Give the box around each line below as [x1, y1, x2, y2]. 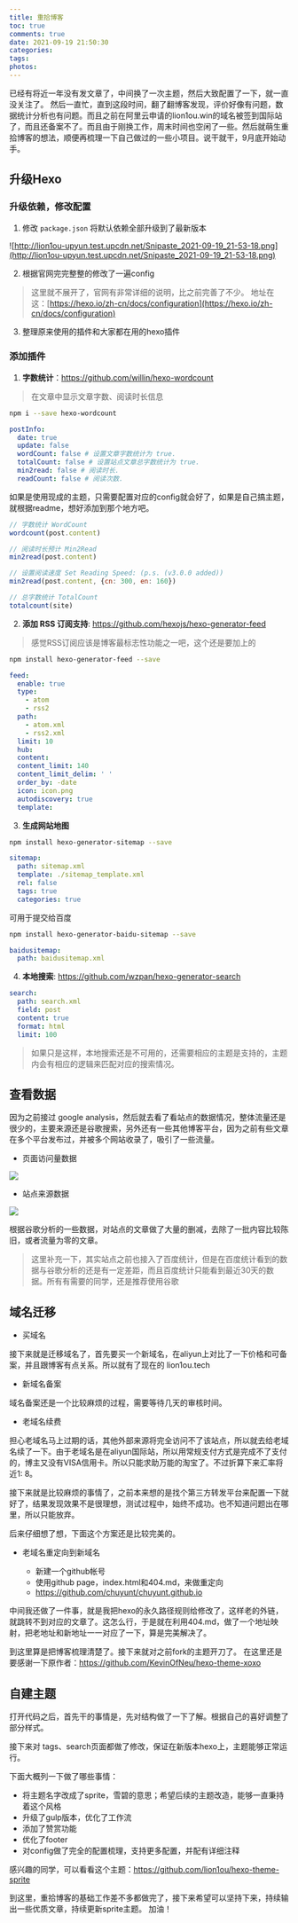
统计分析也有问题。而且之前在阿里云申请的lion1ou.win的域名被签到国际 [16, 110, 275, 121]
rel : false [17, 879, 58, 888]
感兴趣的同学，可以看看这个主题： [9, 1864, 134, 1875]
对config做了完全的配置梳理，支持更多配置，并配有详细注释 [21, 1846, 240, 1856]
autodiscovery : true [17, 795, 93, 804]
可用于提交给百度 [9, 912, 72, 922]
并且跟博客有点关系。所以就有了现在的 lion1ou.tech [24, 1360, 211, 1370]
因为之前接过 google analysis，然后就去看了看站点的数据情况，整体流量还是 [9, 1112, 286, 1123]
